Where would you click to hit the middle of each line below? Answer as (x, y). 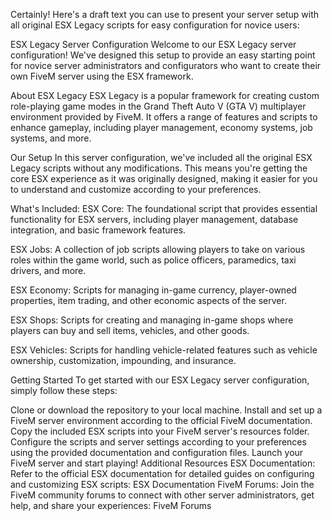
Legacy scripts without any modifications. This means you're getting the (159, 168)
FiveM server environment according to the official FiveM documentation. (161, 420)
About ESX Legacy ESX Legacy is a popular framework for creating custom (165, 95)
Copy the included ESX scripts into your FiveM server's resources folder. (160, 431)
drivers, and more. (48, 270)
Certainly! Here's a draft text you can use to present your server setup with (165, 14)
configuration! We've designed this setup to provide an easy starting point (163, 55)
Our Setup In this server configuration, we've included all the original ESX (161, 157)
